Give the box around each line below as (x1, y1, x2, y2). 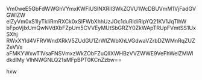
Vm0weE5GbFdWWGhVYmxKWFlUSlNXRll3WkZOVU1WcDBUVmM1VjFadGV (6, 5, 196, 12)
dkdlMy (6, 57, 25, 63)
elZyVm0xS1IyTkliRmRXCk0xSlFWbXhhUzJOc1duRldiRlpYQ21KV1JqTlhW (6, 18, 187, 25)
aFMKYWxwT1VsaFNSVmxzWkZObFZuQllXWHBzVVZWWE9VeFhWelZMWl (6, 50, 194, 57)
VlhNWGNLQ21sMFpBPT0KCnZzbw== (26, 57, 122, 63)
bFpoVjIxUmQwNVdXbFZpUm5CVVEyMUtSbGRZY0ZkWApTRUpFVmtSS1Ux (6, 24, 196, 31)
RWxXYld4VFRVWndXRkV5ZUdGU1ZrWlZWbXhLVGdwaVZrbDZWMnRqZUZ (6, 37, 195, 44)
